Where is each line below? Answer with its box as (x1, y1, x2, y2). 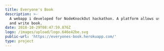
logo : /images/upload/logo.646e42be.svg (5, 30, 89, 34)
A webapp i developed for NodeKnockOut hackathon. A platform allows (9, 16, 154, 21)
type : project (5, 39, 34, 44)
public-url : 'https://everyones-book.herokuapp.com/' (5, 34, 117, 39)
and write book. (9, 20, 42, 26)
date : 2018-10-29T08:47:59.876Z (5, 25, 71, 30)
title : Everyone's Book (5, 7, 54, 12)
